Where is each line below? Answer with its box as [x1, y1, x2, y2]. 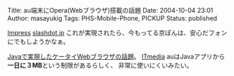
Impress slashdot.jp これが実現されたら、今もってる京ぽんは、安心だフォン [7, 29, 228, 37]
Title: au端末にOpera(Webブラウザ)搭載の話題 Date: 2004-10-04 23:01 [7, 6, 213, 14]
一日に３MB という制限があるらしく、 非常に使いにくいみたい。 [7, 61, 193, 69]
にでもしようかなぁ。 [7, 37, 69, 46]
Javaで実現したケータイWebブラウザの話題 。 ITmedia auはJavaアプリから [7, 52, 225, 61]
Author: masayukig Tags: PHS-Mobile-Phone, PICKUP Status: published [7, 14, 218, 23]
